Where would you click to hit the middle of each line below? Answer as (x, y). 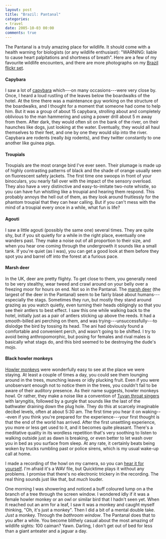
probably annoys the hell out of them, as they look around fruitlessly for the (82, 197)
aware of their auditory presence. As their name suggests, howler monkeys (82, 391)
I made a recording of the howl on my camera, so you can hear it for (75, 464)
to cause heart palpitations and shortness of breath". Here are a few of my (81, 57)
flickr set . (15, 68)
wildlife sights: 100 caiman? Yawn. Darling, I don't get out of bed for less (79, 526)
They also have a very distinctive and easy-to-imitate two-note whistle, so (81, 186)
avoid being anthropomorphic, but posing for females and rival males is (78, 336)
